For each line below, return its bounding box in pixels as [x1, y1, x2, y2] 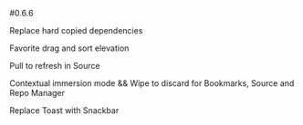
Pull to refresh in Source [9, 61, 100, 71]
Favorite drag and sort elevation [9, 43, 130, 53]
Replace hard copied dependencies [9, 25, 143, 35]
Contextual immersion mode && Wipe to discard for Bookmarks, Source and [9, 78, 295, 89]
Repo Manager [9, 88, 66, 98]
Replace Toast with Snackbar [9, 105, 120, 116]
